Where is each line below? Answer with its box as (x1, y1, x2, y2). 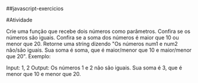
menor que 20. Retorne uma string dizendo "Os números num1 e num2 (6, 41, 178, 47)
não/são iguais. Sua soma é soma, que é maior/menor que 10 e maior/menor (6, 47, 192, 54)
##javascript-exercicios (6, 5, 64, 12)
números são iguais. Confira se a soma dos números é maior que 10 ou (6, 34, 179, 41)
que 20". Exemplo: (6, 53, 51, 59)
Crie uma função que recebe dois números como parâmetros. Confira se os (6, 28, 191, 35)
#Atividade (6, 16, 33, 23)
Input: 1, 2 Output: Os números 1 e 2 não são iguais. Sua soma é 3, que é (6, 64, 182, 71)
